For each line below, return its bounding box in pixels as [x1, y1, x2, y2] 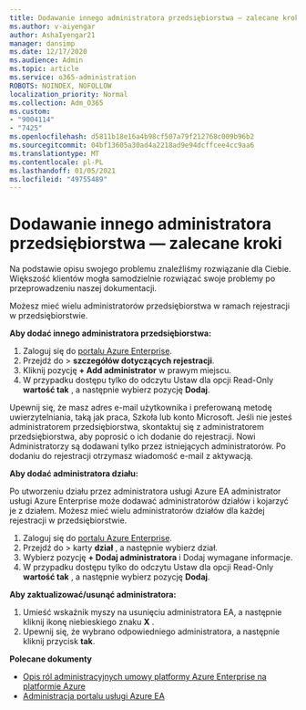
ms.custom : [9, 107, 51, 116]
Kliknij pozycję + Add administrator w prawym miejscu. [22, 365, 232, 376]
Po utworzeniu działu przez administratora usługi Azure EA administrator [9, 486, 281, 497]
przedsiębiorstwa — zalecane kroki [9, 234, 282, 254]
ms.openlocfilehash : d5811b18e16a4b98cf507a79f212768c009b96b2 [9, 132, 255, 141]
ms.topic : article [9, 65, 79, 74]
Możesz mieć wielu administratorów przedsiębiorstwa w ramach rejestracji [9, 300, 290, 311]
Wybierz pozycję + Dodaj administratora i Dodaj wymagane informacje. [22, 552, 293, 563]
